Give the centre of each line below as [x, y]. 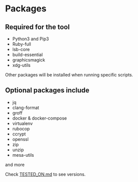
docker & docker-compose [40, 118]
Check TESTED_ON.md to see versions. [45, 174]
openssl [20, 139]
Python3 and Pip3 [31, 39]
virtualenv [23, 123]
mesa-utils [23, 155]
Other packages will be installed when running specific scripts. [69, 75]
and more [15, 165]
